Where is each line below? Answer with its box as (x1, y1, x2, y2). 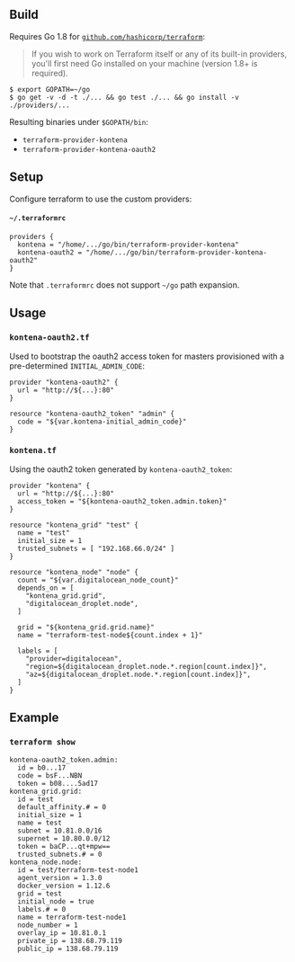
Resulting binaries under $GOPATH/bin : (9, 116, 148, 127)
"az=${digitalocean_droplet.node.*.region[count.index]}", (25, 670, 252, 679)
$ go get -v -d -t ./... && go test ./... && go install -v (9, 93, 240, 102)
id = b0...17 (17, 763, 67, 772)
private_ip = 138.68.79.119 (17, 936, 123, 945)
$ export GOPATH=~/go (9, 85, 91, 94)
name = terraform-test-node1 (17, 913, 127, 922)
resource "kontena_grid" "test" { (9, 521, 139, 530)
